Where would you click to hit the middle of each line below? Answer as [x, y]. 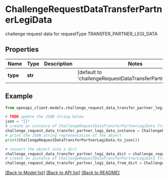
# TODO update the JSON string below [44, 117]
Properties [22, 49]
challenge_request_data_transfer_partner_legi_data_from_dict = [73, 163]
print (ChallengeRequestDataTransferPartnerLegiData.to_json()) [72, 140]
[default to [89, 72]
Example [19, 96]
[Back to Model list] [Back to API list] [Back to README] [62, 173]
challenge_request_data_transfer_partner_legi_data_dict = [68, 154]
